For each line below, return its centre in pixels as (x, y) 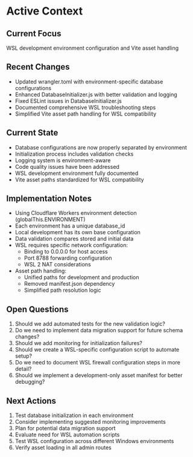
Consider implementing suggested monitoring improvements (90, 422)
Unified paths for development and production (81, 277)
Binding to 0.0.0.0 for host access (66, 252)
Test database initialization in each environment (74, 415)
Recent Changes (38, 67)
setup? (23, 356)
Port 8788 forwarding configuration (68, 258)
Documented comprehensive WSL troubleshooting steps (85, 107)
